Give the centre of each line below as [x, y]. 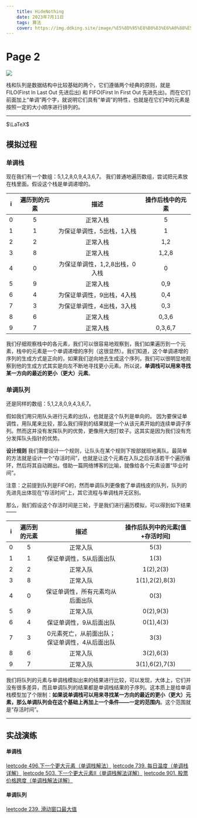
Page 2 [23, 57]
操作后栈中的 [163, 199]
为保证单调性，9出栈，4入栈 [97, 295]
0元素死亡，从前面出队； [81, 634]
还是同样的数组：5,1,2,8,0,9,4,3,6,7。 [50, 404]
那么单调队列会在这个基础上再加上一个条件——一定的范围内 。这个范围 [101, 702]
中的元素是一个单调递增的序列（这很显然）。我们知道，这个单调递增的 [105, 351]
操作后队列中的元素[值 [156, 527]
